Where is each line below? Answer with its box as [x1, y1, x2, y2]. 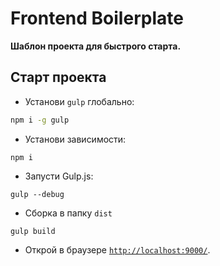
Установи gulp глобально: [24, 95, 135, 107]
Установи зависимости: [24, 133, 127, 145]
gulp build [10, 226, 56, 236]
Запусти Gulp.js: [24, 170, 94, 182]
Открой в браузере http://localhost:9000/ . [24, 243, 211, 256]
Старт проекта [10, 69, 107, 86]
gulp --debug [10, 189, 65, 199]
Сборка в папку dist [24, 207, 113, 219]
